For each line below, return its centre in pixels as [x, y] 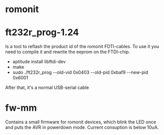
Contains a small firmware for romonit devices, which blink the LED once [81, 122]
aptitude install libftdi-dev [39, 62]
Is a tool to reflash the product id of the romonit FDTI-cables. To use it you [82, 47]
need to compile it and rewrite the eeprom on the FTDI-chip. [68, 52]
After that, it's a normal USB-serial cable [47, 87]
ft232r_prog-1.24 [42, 33]
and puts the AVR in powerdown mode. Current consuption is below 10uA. [82, 127]
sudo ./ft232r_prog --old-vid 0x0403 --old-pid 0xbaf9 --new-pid [80, 72]
